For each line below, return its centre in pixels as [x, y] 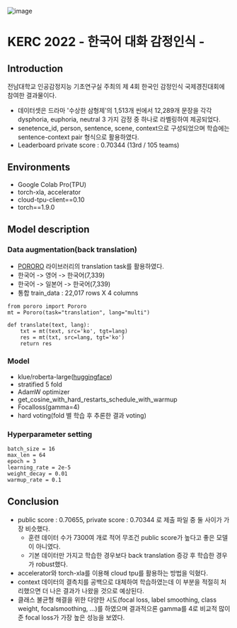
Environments [39, 167]
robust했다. [52, 564]
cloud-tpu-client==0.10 [51, 200]
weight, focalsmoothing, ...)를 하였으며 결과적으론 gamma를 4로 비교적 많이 [124, 608]
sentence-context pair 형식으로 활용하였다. [78, 137]
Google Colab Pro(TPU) [52, 184]
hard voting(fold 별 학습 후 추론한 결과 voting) [82, 415]
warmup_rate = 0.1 [34, 480]
